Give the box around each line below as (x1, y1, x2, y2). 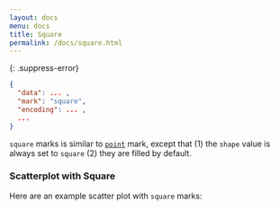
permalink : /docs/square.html (9, 38, 123, 48)
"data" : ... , (17, 89, 70, 98)
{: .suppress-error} (9, 63, 79, 74)
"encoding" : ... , (17, 105, 87, 114)
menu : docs (9, 22, 50, 31)
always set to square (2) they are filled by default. (9, 147, 192, 158)
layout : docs (9, 13, 58, 22)
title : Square (9, 30, 63, 39)
